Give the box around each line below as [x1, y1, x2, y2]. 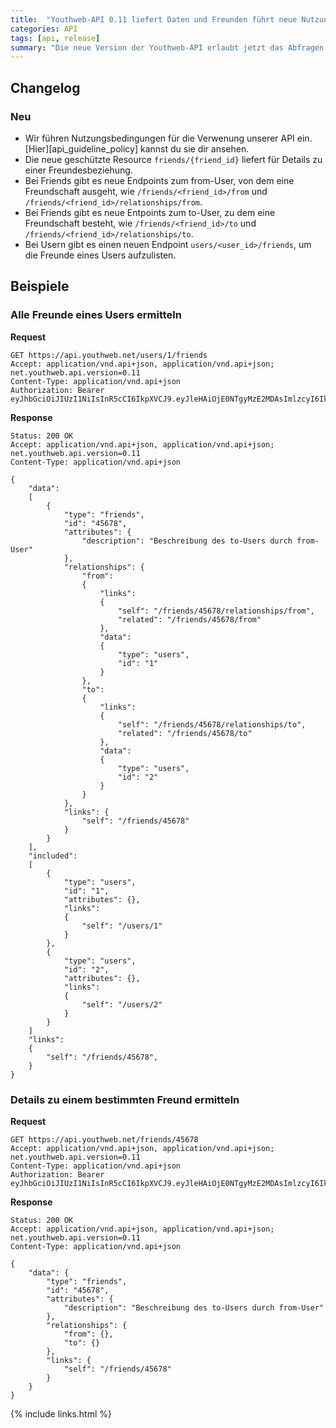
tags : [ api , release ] [10, 33, 101, 43]
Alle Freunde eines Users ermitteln [10, 308, 182, 322]
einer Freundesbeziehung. [24, 164, 133, 176]
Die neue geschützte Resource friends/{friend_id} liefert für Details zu [24, 153, 323, 165]
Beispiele [10, 278, 70, 295]
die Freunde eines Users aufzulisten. [24, 249, 177, 261]
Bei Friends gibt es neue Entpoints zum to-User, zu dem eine [24, 206, 276, 218]
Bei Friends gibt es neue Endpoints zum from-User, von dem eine [24, 174, 295, 186]
